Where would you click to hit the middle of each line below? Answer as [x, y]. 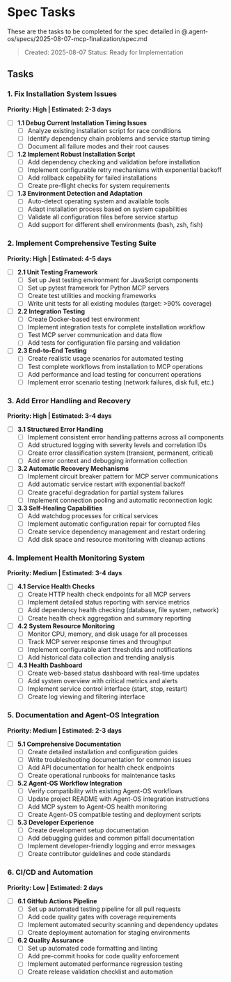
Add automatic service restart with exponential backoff [106, 484]
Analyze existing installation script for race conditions [104, 130]
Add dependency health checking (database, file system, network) [123, 610]
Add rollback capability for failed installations [92, 178]
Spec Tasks [41, 12]
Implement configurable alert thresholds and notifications [110, 649]
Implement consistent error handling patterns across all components [126, 437]
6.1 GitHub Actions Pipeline [57, 901]
